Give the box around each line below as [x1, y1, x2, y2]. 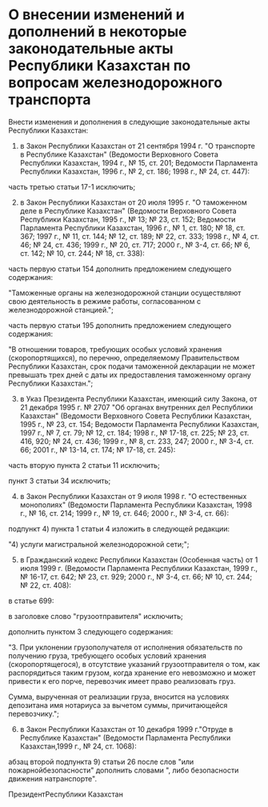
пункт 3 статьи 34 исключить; [8, 476, 111, 485]
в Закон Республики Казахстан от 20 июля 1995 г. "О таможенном [19, 198, 248, 207]
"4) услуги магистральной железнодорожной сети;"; [8, 539, 190, 549]
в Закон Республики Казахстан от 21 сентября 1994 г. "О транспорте [19, 141, 256, 150]
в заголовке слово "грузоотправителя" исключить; [8, 611, 183, 621]
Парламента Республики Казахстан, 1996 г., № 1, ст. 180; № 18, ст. [19, 222, 246, 233]
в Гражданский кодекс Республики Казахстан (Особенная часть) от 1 [19, 554, 258, 565]
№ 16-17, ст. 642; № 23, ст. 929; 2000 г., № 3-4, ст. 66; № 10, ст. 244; [19, 572, 253, 581]
